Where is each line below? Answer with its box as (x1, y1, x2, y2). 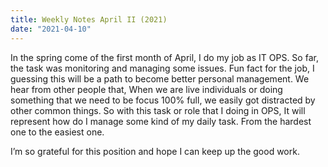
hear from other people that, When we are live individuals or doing (10, 83, 283, 95)
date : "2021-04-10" (10, 24, 92, 34)
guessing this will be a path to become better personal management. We (10, 72, 310, 85)
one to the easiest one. (10, 126, 105, 138)
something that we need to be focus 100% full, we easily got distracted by (10, 94, 316, 106)
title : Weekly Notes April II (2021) (10, 14, 168, 25)
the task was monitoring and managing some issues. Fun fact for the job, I (10, 62, 315, 74)
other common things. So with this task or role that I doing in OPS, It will (10, 104, 306, 116)
